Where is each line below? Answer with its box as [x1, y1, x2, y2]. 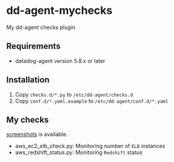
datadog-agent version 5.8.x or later [15, 57, 105, 64]
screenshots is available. [6, 131, 68, 138]
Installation [6, 75, 50, 85]
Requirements [6, 41, 61, 51]
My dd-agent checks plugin [6, 24, 76, 31]
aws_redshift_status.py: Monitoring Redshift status [15, 149, 142, 156]
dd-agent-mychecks [6, 4, 113, 18]
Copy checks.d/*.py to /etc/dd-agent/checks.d [15, 91, 133, 98]
